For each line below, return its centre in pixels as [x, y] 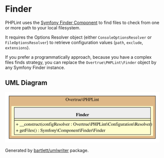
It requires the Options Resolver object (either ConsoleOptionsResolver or [78, 37]
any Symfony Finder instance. [35, 68]
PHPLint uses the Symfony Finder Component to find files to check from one [82, 23]
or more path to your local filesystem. [43, 27]
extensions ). [18, 47]
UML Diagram [26, 83]
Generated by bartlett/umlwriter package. [47, 150]
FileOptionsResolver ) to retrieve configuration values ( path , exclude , [74, 42]
